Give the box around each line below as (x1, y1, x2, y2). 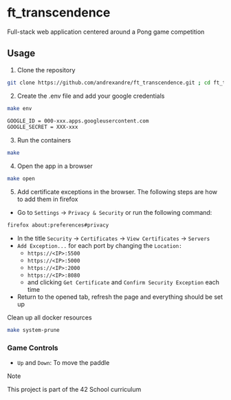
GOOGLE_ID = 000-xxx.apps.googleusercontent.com (7, 117, 149, 125)
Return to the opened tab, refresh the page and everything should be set (16, 293, 223, 301)
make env (7, 105, 32, 112)
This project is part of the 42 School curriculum (7, 386, 142, 394)
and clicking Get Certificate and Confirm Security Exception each (27, 277, 220, 286)
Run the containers (16, 136, 71, 145)
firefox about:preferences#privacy (7, 222, 109, 229)
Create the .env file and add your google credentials (16, 92, 165, 100)
